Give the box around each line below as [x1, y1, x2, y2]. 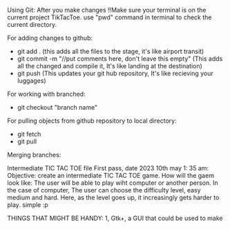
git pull [17, 137, 37, 146]
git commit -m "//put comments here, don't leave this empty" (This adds [17, 54, 223, 63]
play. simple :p [7, 201, 48, 209]
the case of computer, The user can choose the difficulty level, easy [7, 186, 202, 194]
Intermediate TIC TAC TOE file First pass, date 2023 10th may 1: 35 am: [7, 164, 209, 172]
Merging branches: [7, 151, 61, 159]
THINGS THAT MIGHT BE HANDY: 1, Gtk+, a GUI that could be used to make [7, 214, 223, 222]
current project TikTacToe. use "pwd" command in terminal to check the [7, 13, 212, 21]
